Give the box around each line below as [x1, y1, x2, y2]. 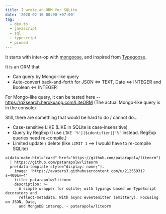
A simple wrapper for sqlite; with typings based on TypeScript [18, 186, 156, 191]
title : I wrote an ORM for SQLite [5, 7, 78, 13]
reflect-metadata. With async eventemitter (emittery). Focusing [18, 195, 158, 200]
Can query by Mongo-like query [12, 74, 79, 80]
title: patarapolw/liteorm [14, 177, 71, 182]
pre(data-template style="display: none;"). [10, 164, 105, 169]
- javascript [10, 26, 37, 31]
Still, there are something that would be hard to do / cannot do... [5, 114, 138, 120]
